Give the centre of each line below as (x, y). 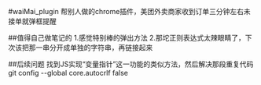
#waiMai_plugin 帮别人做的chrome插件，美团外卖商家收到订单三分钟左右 (126, 11)
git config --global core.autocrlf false (68, 73)
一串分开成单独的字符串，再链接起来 (94, 48)
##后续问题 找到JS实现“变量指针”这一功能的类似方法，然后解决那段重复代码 (131, 64)
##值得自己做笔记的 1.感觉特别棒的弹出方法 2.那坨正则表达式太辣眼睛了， (127, 38)
